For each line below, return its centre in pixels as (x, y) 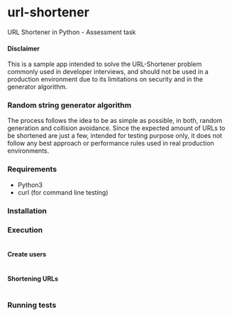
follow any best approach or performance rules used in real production (111, 144)
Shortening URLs (33, 279)
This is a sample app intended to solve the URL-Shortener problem (105, 64)
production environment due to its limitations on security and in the (105, 80)
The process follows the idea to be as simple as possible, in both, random (115, 121)
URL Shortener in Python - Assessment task (72, 32)
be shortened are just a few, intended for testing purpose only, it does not (115, 136)
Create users (27, 254)
